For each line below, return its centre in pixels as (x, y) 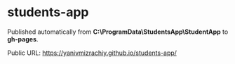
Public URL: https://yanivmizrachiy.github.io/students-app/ (92, 53)
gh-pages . (23, 39)
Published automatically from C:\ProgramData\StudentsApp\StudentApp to (118, 32)
